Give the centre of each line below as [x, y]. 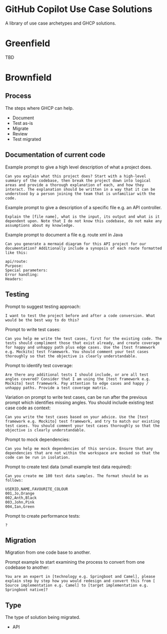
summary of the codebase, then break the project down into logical [78, 181]
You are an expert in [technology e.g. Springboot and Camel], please [80, 577]
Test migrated [27, 139]
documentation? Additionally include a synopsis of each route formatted [84, 248]
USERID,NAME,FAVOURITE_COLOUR [37, 489]
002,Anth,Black [21, 498]
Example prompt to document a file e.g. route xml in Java [64, 235]
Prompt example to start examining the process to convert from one [75, 562]
